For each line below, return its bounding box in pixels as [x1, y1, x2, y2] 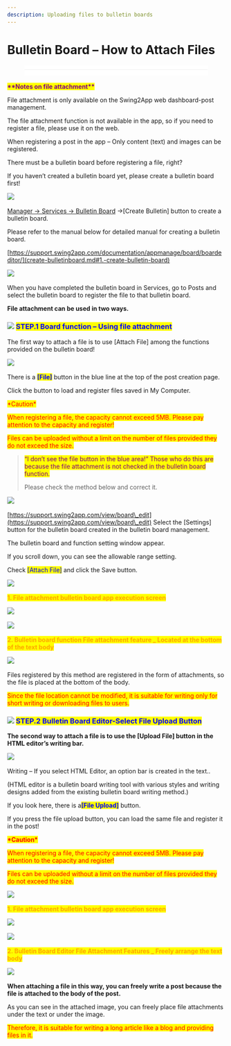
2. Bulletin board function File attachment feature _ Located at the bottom [7, 635, 223, 644]
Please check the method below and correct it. [24, 483, 158, 491]
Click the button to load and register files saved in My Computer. [7, 386, 191, 395]
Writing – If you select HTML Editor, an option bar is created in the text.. [7, 767, 211, 775]
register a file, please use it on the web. [7, 124, 120, 132]
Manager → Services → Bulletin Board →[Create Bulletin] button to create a [7, 207, 222, 215]
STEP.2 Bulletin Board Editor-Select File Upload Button [15, 716, 203, 726]
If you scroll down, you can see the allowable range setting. [7, 552, 177, 560]
